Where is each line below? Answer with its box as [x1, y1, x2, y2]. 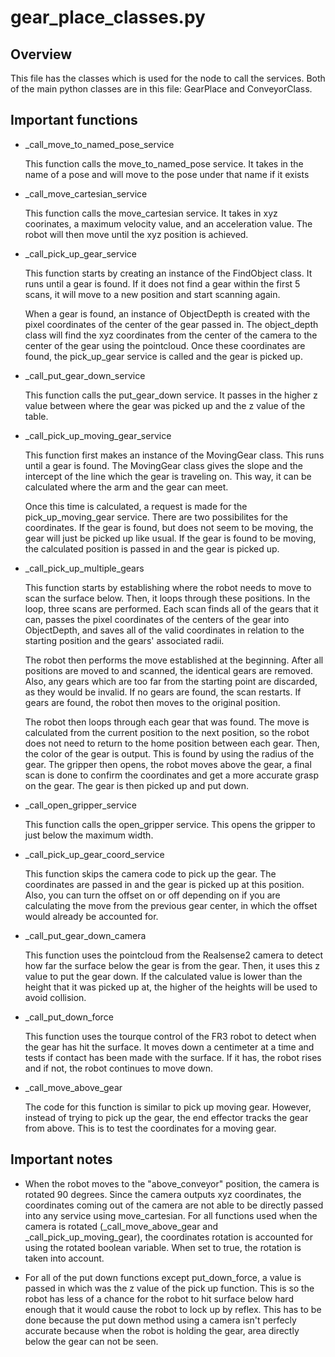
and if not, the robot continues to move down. [24, 1062, 214, 1074]
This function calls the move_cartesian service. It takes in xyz [24, 207, 278, 219]
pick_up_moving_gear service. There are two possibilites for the [24, 511, 288, 523]
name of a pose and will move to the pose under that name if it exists [24, 168, 310, 180]
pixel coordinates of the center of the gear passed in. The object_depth [24, 318, 319, 330]
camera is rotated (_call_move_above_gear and [24, 1220, 219, 1232]
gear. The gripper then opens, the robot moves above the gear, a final [24, 758, 312, 770]
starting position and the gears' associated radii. [24, 634, 225, 646]
